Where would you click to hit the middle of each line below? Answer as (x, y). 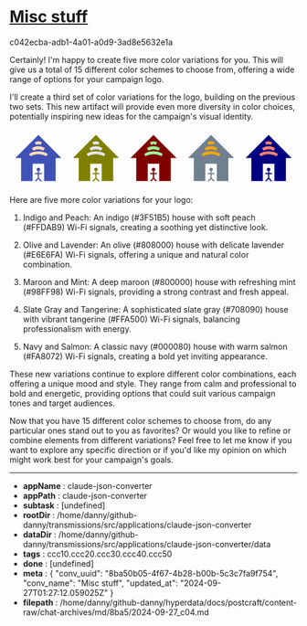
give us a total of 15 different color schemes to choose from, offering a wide (152, 69)
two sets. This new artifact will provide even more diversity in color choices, (152, 106)
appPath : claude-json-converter (85, 495)
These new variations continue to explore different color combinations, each (153, 374)
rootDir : (39, 515)
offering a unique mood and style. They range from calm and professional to (153, 383)
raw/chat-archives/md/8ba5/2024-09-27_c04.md (116, 612)
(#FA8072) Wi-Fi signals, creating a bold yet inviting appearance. (145, 356)
